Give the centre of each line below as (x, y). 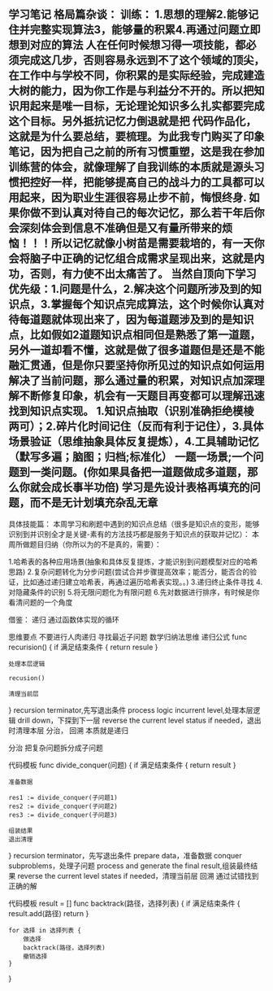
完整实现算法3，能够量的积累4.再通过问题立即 (145, 30)
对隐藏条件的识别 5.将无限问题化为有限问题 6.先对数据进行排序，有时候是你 (134, 592)
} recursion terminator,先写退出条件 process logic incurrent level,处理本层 (131, 709)
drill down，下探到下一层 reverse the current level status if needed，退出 (139, 720)
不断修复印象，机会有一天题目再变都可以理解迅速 (142, 396)
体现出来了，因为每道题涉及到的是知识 (158, 320)
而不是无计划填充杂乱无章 (94, 503)
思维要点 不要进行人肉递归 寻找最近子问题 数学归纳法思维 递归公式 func (128, 636)
